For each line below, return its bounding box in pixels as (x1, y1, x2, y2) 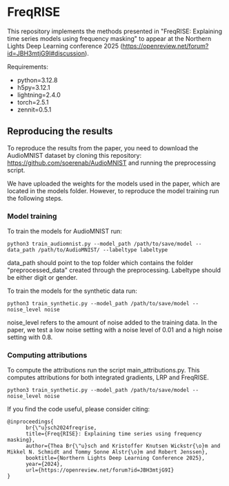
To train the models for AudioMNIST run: (7, 227, 123, 235)
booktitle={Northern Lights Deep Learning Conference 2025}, (25, 455, 206, 462)
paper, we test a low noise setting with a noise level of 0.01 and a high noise (7, 326, 223, 334)
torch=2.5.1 (17, 98, 50, 106)
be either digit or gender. (7, 273, 78, 282)
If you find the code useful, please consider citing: (7, 405, 150, 413)
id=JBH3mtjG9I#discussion (7, 49, 86, 57)
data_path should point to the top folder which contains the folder (7, 259, 194, 267)
